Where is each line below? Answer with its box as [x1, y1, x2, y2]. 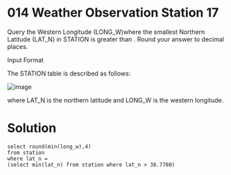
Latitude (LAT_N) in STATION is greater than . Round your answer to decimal [7, 35, 224, 43]
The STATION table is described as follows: [7, 69, 131, 77]
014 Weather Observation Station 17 [7, 5, 219, 21]
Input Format [7, 55, 44, 64]
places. [7, 42, 28, 50]
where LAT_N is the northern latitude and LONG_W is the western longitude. [7, 95, 224, 104]
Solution [7, 120, 57, 136]
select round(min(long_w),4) [7, 143, 92, 150]
